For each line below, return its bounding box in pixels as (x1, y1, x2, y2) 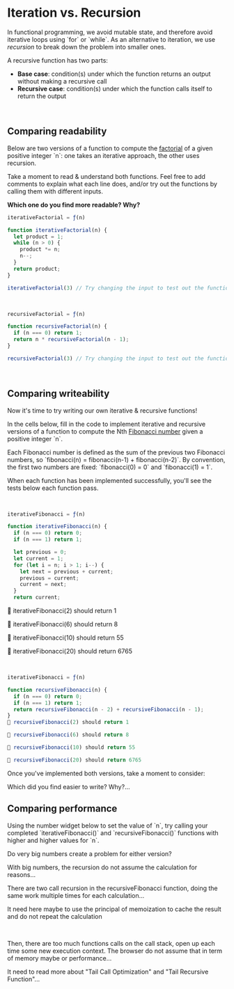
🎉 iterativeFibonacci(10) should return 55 (7, 633, 124, 642)
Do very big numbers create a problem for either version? (7, 849, 172, 857)
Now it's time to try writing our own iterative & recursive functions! (7, 406, 198, 415)
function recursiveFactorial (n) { (7, 323, 108, 330)
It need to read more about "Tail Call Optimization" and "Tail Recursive (7, 967, 209, 976)
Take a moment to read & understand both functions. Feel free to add (7, 172, 205, 180)
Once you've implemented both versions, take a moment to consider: (7, 769, 205, 777)
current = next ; (19, 581, 68, 588)
